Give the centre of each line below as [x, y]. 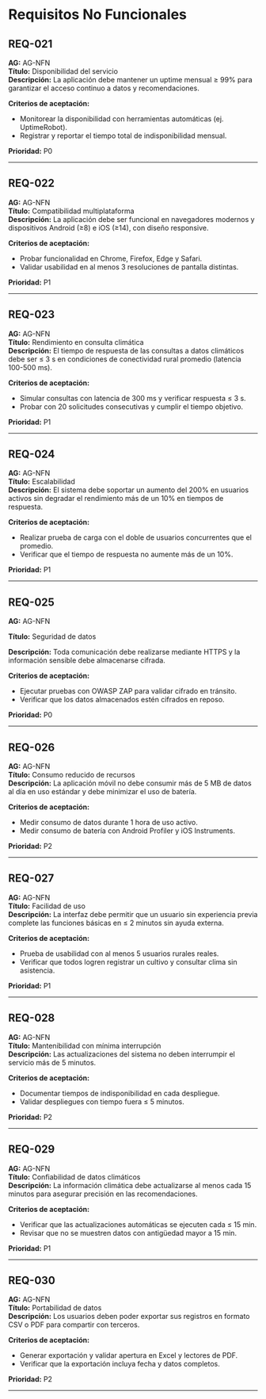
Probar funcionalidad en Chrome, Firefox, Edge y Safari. [111, 258]
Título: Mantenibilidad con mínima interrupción [85, 1045]
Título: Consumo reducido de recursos [72, 775]
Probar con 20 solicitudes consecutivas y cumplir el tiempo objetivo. [131, 407]
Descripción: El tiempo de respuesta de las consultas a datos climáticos [126, 350]
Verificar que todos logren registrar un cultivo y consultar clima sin [128, 961]
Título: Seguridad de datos [52, 636]
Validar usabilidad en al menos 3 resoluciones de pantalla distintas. [129, 266]
